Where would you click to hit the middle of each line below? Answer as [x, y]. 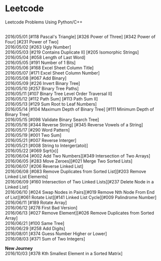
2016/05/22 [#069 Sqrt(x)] [32, 151]
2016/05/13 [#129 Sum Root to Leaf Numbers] [51, 104]
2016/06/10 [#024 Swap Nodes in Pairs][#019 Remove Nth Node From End [80, 192]
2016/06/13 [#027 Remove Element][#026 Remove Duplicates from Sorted [80, 213]
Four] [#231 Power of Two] [32, 41]
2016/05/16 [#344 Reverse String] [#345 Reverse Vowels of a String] [74, 124]
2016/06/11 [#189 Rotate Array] [36, 202]
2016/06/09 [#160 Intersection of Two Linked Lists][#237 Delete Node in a [80, 181]
